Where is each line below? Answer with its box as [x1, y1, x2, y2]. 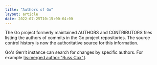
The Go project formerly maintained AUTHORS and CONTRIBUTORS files [5, 30, 153, 36]
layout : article [5, 12, 38, 17]
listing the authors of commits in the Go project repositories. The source [5, 35, 150, 41]
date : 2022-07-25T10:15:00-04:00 [5, 16, 73, 21]
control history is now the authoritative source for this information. [5, 40, 138, 46]
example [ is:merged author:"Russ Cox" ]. [5, 55, 87, 61]
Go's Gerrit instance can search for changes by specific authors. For [5, 49, 143, 55]
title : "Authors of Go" [5, 7, 54, 12]
